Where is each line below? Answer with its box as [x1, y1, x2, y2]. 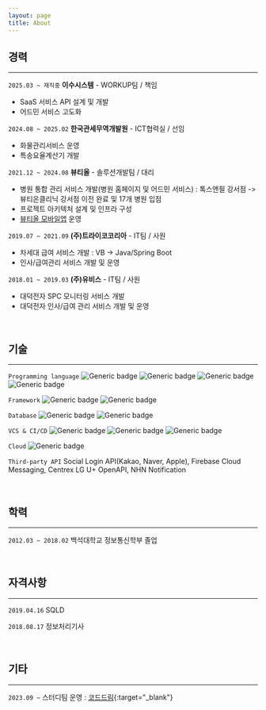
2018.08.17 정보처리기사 [8, 621, 85, 631]
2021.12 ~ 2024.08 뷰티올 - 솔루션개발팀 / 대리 [8, 167, 154, 177]
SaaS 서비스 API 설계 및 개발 [19, 97, 109, 107]
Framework [8, 397, 41, 405]
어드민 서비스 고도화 [19, 107, 82, 117]
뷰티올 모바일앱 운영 [19, 214, 82, 224]
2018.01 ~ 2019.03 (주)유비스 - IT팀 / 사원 [8, 274, 141, 284]
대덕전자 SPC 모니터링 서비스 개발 [19, 291, 125, 301]
